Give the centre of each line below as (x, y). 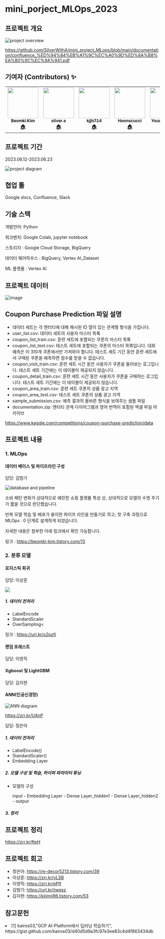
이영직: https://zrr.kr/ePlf (37, 884)
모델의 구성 (23, 786)
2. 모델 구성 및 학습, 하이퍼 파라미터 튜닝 (43, 773)
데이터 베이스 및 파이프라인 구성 (35, 466)
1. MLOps (16, 454)
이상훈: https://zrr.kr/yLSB (38, 878)
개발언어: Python (22, 227)
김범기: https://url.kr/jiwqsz (39, 890)
